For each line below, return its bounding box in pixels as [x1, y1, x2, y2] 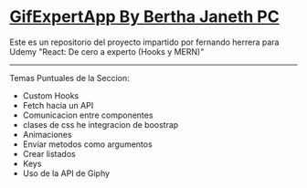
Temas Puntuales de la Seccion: [9, 72, 130, 83]
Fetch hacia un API [22, 99, 94, 110]
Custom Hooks [22, 89, 79, 101]
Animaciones [22, 129, 72, 140]
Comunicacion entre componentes [22, 110, 153, 120]
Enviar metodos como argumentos [22, 139, 153, 150]
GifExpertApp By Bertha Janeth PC [9, 6, 281, 27]
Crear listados [22, 148, 76, 159]
